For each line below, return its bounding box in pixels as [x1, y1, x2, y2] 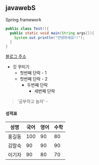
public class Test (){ [5, 26, 49, 31]
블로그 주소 [5, 53, 27, 60]
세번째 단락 [34, 88, 55, 94]
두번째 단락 [27, 82, 48, 88]
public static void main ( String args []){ [10, 31, 95, 35]
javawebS [5, 4, 36, 12]
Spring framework [5, 16, 42, 22]
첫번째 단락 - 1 [19, 70, 47, 76]
